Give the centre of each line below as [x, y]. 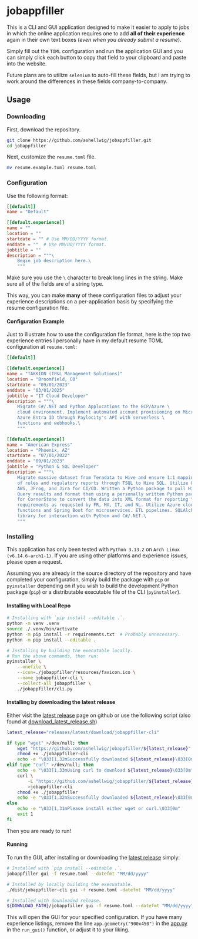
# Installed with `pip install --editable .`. [65, 868]
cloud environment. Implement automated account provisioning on [99, 412]
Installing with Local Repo [39, 606]
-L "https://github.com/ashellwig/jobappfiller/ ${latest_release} [111, 781]
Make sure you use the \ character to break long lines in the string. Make [95, 277]
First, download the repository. [44, 129]
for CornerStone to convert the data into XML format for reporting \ [105, 500]
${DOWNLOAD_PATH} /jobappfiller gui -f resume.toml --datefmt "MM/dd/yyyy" [100, 906]
